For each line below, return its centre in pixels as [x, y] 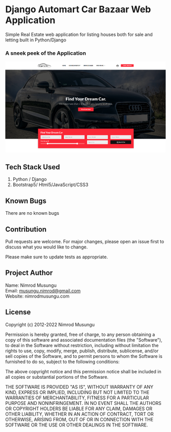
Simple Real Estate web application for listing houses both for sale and [79, 34]
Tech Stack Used [33, 167]
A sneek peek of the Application [46, 53]
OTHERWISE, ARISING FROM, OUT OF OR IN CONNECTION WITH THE [79, 419]
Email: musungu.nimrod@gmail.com [43, 290]
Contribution [26, 229]
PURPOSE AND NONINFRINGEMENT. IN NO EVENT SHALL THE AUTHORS [83, 403]
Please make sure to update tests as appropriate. [57, 257]
